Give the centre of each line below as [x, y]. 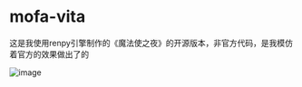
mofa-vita [48, 17]
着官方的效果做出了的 [49, 54]
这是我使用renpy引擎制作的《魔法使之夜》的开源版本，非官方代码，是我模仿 [151, 43]
